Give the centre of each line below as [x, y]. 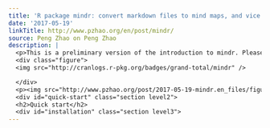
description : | [34, 46]
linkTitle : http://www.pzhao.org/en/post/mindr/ [91, 30]
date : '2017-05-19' [41, 23]
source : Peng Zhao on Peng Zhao [62, 38]
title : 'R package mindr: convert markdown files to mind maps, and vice [135, 16]
